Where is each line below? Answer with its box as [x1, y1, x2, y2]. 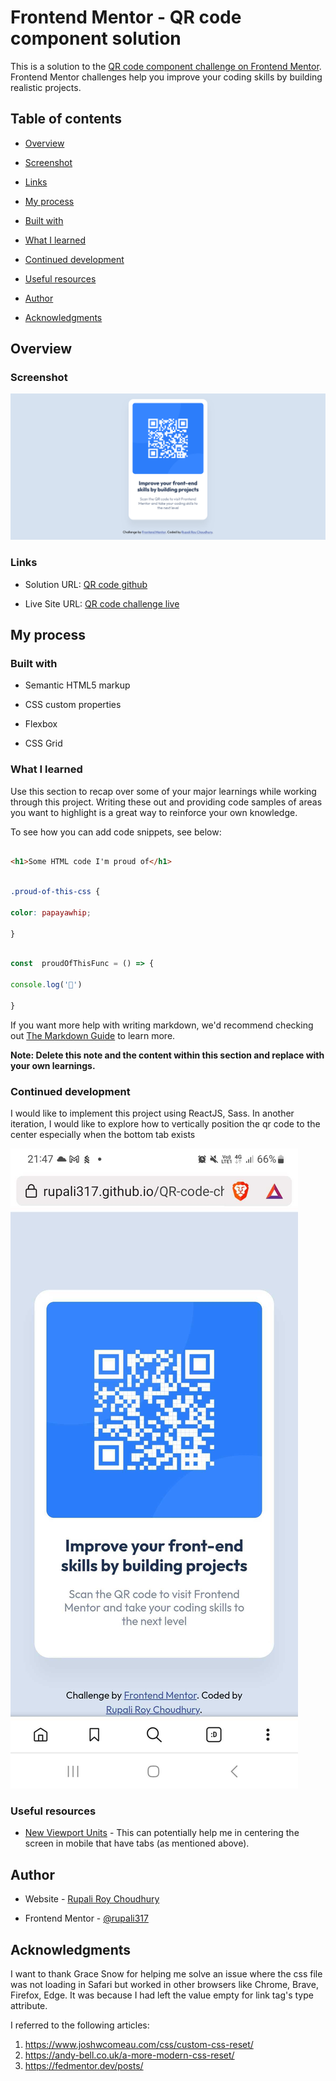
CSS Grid [24, 737, 63, 750]
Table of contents [10, 111, 122, 128]
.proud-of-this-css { [10, 887, 101, 897]
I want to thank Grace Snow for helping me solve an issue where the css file [10, 1967, 323, 1980]
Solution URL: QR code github [24, 578, 148, 590]
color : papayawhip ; [10, 907, 92, 918]
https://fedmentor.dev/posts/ [24, 2059, 144, 2071]
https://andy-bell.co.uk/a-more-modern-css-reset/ [24, 2049, 235, 2061]
